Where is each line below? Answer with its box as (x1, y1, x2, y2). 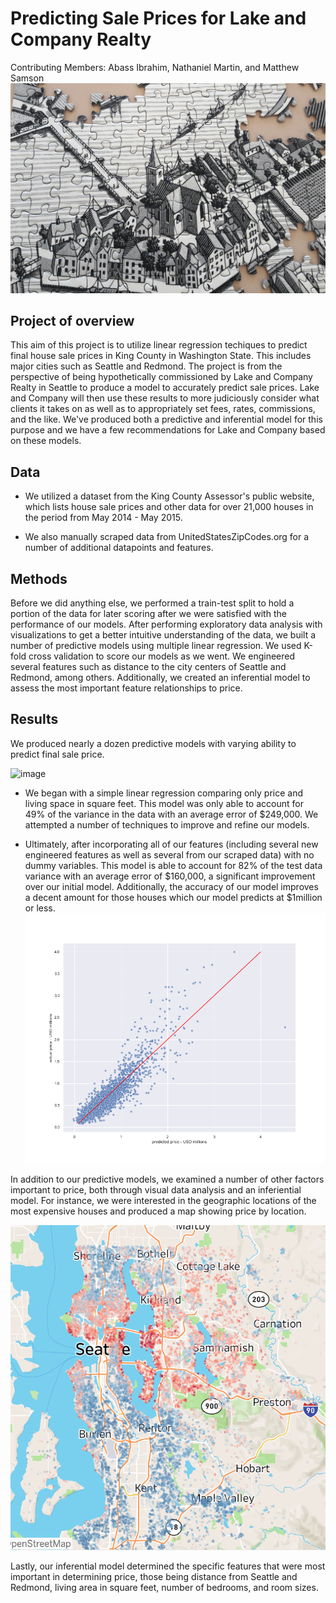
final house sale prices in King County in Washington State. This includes (10, 350, 312, 362)
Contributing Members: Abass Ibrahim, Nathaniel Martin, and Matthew (10, 61, 300, 73)
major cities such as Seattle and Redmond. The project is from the (10, 360, 283, 372)
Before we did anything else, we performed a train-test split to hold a (10, 597, 295, 609)
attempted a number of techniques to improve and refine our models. (24, 818, 310, 831)
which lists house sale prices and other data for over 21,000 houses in (24, 501, 314, 513)
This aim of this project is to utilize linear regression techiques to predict (10, 339, 308, 351)
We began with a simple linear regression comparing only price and (24, 787, 304, 799)
